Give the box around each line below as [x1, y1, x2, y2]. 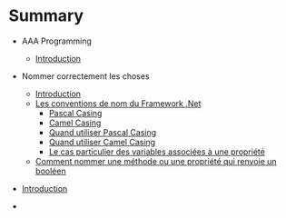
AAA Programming [21, 35, 92, 46]
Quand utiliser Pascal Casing [48, 126, 157, 137]
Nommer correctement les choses [21, 70, 151, 82]
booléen [35, 165, 66, 176]
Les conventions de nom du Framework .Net [35, 97, 202, 109]
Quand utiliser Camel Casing [48, 136, 156, 147]
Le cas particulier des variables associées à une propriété [48, 146, 265, 157]
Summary [8, 5, 84, 26]
